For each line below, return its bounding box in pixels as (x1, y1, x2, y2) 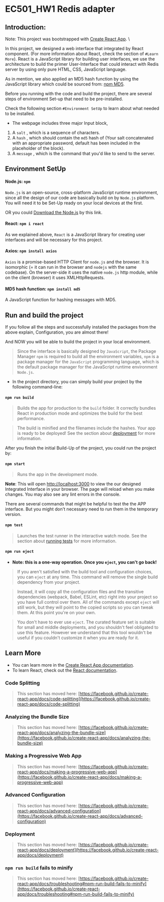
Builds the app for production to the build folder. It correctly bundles (17, 405, 156, 411)
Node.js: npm (5, 178, 31, 184)
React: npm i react (5, 221, 44, 226)
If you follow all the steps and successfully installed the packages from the (5, 324, 156, 330)
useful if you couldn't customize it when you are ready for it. (17, 635, 139, 641)
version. (5, 511, 22, 517)
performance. (17, 416, 45, 422)
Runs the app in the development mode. (17, 472, 98, 478)
